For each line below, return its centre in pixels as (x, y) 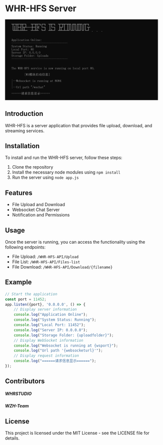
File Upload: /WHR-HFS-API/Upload (45, 256)
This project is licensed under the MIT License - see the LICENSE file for (77, 433)
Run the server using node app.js (45, 177)
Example (18, 282)
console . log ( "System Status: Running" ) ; (55, 320)
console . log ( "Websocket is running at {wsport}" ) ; (66, 346)
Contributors (25, 381)
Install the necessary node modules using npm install (66, 172)
